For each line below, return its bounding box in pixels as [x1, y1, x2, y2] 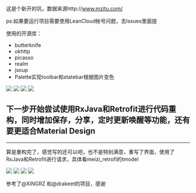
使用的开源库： [6, 30, 42, 37]
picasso [14, 54, 34, 61]
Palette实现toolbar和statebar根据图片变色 [14, 74, 115, 80]
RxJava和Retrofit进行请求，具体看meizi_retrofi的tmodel [6, 156, 139, 163]
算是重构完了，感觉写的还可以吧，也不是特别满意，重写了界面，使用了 [6, 148, 175, 155]
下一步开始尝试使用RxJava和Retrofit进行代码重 [6, 104, 177, 114]
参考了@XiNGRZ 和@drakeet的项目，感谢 [6, 180, 106, 187]
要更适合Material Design [6, 126, 96, 136]
